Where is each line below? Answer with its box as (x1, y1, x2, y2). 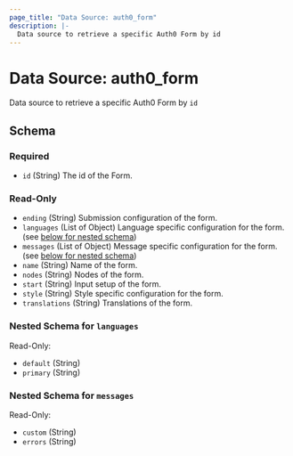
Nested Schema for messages (9, 389, 134, 402)
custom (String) (21, 427, 77, 437)
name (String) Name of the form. (21, 260, 138, 271)
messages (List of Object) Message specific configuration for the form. (21, 241, 278, 252)
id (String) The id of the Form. (21, 170, 134, 181)
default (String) (21, 357, 81, 368)
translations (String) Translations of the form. (21, 297, 193, 308)
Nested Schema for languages (9, 320, 139, 332)
